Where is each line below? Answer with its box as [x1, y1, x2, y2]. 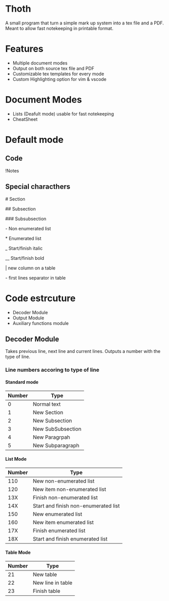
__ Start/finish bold [5, 255, 45, 261]
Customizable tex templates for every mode [12, 71, 105, 77]
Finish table [32, 587, 61, 594]
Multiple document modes [12, 59, 67, 66]
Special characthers [5, 183, 71, 191]
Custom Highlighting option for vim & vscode [12, 76, 107, 82]
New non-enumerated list [32, 477, 95, 485]
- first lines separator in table [5, 275, 66, 281]
